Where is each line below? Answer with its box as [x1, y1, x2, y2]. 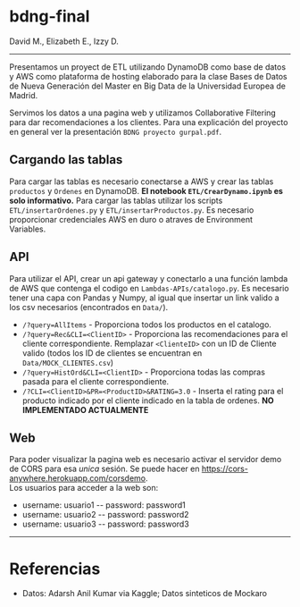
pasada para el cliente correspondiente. [21, 375, 170, 386]
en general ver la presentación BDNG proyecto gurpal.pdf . [9, 126, 222, 137]
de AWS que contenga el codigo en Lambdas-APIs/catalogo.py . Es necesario [9, 282, 289, 293]
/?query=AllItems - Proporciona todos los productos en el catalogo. [21, 319, 272, 330]
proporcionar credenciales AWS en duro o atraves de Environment [9, 214, 253, 224]
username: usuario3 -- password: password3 [21, 518, 189, 529]
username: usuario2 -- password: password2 [21, 510, 189, 520]
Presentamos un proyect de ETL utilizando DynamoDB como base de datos [9, 61, 287, 72]
